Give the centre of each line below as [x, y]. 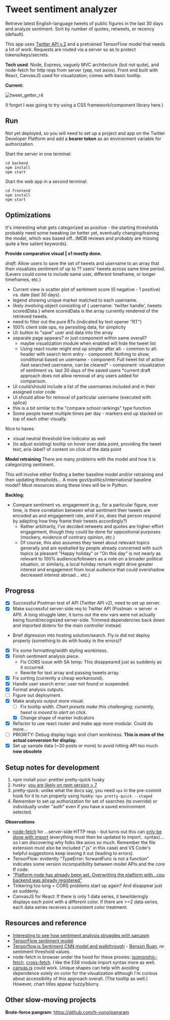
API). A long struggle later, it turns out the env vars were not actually [84, 614]
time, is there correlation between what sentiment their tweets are [81, 510]
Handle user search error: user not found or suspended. [71, 683]
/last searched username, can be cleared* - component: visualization [93, 365]
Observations [20, 822]
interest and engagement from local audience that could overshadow [92, 569]
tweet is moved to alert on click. [54, 712]
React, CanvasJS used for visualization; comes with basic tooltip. [73, 75]
